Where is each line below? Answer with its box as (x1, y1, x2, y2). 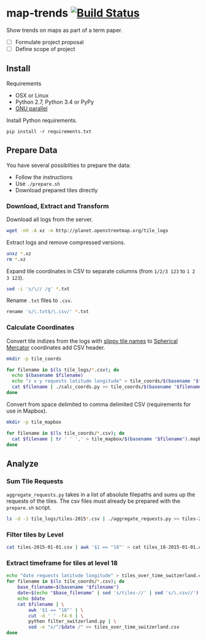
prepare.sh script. (6, 504, 51, 511)
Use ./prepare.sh (15, 180, 60, 187)
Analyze (6, 458, 39, 469)
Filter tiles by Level (6, 530, 64, 538)
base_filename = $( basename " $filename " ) (17, 584, 120, 591)
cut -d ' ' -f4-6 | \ (28, 613, 84, 619)
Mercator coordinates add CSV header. (6, 344, 105, 351)
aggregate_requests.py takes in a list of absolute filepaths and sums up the (6, 491, 196, 499)
